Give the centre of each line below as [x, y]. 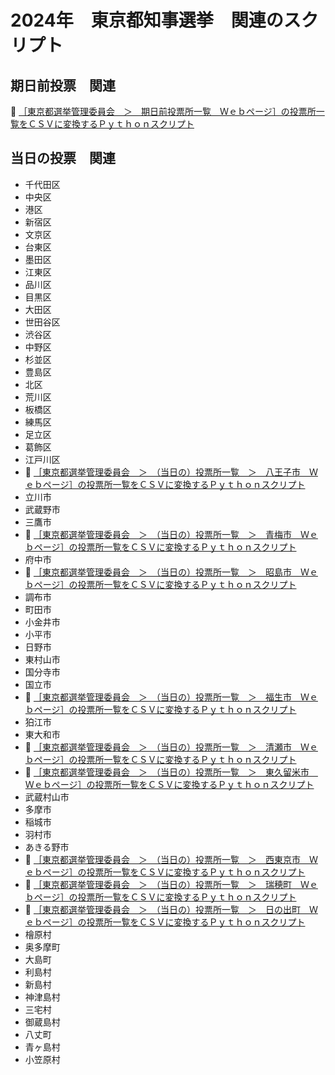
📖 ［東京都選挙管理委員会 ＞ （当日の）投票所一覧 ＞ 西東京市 [162, 859]
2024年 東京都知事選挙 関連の [147, 20]
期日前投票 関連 [63, 85]
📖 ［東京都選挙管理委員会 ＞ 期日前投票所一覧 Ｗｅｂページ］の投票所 [163, 111]
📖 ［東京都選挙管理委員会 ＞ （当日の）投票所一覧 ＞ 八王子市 [162, 472]
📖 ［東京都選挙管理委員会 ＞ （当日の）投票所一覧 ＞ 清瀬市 [158, 747]
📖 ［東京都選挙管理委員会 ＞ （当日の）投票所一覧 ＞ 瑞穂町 [158, 884]
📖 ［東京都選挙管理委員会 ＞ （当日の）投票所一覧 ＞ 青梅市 [158, 534]
